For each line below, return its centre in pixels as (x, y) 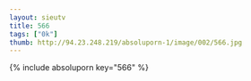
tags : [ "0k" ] (34, 34)
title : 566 (30, 26)
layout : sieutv (38, 17)
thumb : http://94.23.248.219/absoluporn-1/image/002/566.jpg (126, 42)
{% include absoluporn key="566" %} (79, 68)
